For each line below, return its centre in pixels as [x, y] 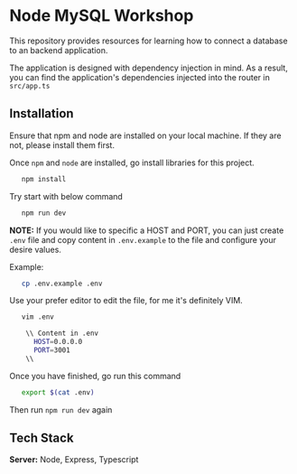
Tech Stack [42, 438]
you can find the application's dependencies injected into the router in [140, 77]
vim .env [37, 317]
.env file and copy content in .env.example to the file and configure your [143, 239]
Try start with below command [66, 196]
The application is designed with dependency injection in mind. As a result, [149, 68]
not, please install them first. [62, 144]
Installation [42, 114]
